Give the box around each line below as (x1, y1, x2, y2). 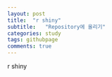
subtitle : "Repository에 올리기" (7, 23, 106, 30)
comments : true (7, 43, 52, 50)
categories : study (7, 29, 61, 37)
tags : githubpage (7, 36, 58, 43)
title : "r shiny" (7, 17, 61, 24)
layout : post (7, 10, 46, 17)
